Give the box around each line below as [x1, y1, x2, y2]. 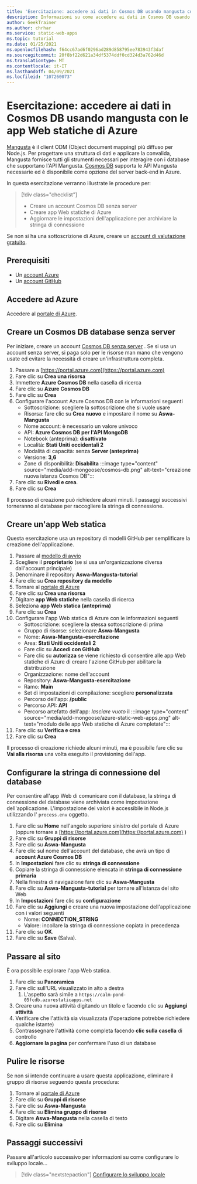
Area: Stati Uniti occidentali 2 [23, 639, 96, 647]
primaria [15, 872, 37, 879]
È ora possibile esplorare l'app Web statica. [6, 967, 111, 974]
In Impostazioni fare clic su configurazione [15, 897, 121, 904]
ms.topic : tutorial [6, 36, 54, 42]
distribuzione [23, 665, 56, 672]
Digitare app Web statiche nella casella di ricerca [15, 596, 134, 603]
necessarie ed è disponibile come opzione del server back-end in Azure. [6, 168, 182, 176]
